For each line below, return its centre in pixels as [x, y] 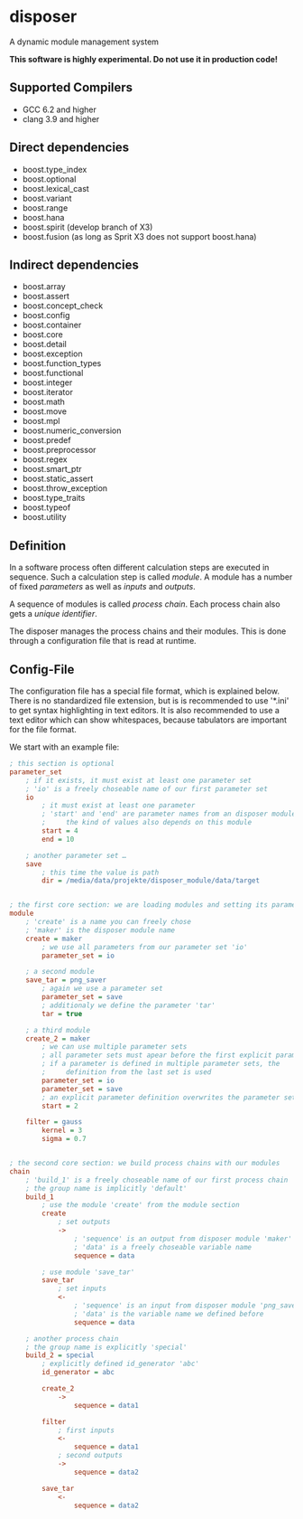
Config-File [42, 670]
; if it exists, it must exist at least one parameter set [139, 780]
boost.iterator [48, 392]
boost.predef [46, 440]
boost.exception [52, 354]
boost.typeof [46, 507]
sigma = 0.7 [64, 1139]
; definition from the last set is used [127, 1072]
